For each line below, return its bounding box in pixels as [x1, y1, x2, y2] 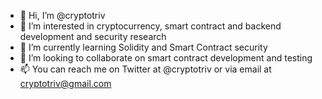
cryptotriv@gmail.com [19, 78, 112, 89]
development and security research [19, 31, 167, 42]
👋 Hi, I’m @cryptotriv [19, 10, 106, 21]
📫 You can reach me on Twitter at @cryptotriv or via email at [19, 63, 272, 75]
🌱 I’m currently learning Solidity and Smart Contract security [19, 41, 268, 53]
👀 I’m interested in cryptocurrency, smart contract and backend [19, 20, 282, 32]
